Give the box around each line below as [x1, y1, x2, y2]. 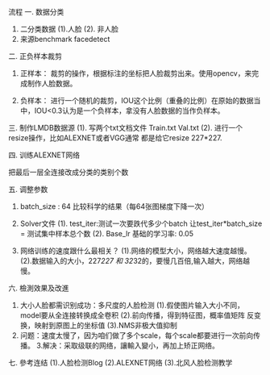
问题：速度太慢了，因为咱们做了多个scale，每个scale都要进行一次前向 [19, 331, 254, 340]
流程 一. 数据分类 [8, 7, 64, 16]
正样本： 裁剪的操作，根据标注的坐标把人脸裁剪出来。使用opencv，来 [19, 69, 252, 78]
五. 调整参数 [8, 185, 48, 194]
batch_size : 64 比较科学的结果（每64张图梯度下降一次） [19, 202, 210, 211]
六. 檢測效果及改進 [8, 283, 69, 293]
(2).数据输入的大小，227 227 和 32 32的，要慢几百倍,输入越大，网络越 [19, 256, 250, 265]
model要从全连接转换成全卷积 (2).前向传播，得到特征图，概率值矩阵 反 [19, 310, 255, 320]
